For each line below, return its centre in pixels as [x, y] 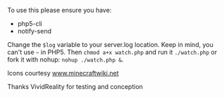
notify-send [34, 31]
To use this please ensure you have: [60, 10]
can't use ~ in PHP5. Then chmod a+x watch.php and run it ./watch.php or [112, 52]
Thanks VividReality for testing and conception [75, 86]
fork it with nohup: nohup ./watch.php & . [66, 59]
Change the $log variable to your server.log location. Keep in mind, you [110, 44]
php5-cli [30, 23]
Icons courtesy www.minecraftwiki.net [63, 73]
